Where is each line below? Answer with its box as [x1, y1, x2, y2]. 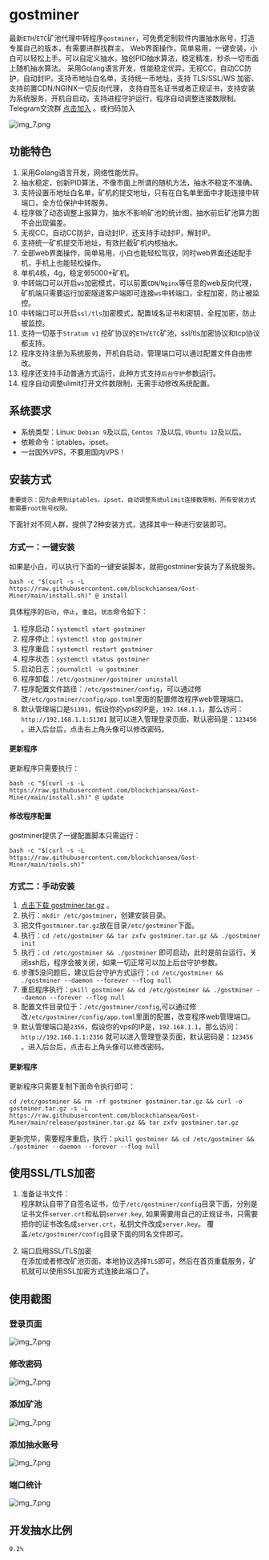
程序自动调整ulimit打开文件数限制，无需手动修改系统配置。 [20, 378, 215, 388]
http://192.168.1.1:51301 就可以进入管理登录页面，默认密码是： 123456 [20, 714, 257, 723]
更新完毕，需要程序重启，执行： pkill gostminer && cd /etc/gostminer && [9, 1134, 255, 1143]
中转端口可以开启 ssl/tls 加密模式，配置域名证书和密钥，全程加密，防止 [20, 308, 257, 318]
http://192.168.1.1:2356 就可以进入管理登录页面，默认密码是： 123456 [20, 1032, 254, 1041]
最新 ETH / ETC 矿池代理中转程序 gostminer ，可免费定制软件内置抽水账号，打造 [9, 33, 255, 43]
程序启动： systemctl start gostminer [20, 624, 147, 633]
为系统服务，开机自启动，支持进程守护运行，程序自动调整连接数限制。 [9, 93, 241, 103]
